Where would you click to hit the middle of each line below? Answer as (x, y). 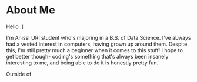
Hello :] (15, 26)
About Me (31, 10)
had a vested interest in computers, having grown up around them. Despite (97, 44)
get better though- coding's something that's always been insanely (87, 56)
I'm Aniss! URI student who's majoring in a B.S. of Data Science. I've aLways (98, 37)
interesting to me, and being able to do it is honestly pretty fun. (82, 63)
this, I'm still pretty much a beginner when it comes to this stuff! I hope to (95, 50)
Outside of (19, 74)
